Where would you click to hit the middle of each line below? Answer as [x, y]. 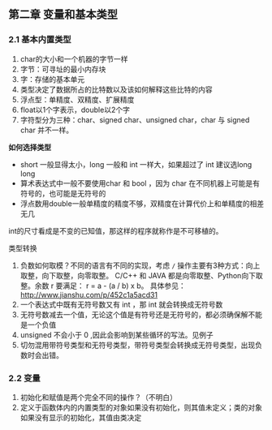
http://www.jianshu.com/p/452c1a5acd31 [89, 295]
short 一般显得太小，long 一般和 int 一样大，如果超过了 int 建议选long [136, 164]
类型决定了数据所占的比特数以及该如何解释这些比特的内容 [116, 89]
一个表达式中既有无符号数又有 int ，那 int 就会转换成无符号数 [121, 304]
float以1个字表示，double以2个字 [75, 110]
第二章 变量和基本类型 [63, 15]
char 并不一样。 [47, 130]
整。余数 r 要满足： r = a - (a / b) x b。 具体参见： [103, 286]
